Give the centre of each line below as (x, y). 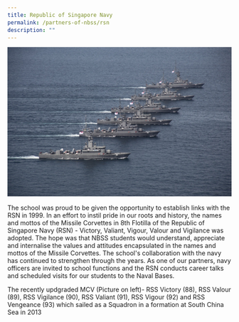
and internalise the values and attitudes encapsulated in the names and (112, 246)
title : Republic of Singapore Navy (60, 15)
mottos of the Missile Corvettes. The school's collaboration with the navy (115, 253)
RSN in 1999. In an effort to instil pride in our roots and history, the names (115, 215)
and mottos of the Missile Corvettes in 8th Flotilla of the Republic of (106, 223)
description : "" (31, 30)
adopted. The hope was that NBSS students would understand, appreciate (116, 238)
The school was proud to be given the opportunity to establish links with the (119, 208)
